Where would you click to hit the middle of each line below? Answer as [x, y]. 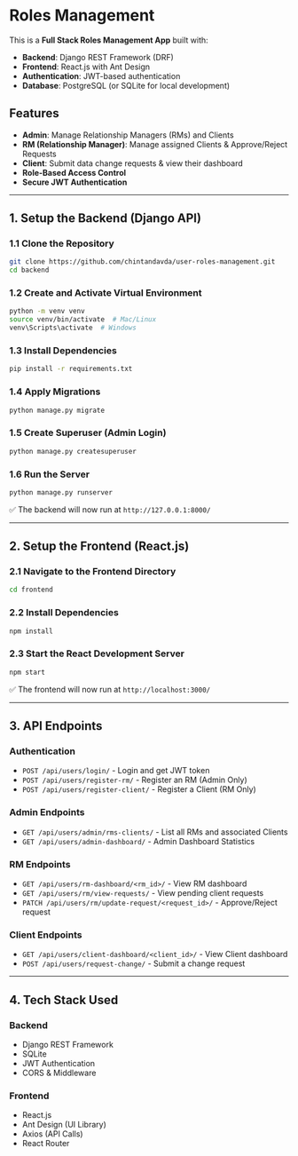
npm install [31, 631]
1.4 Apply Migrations [55, 392]
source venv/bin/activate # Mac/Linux [83, 320]
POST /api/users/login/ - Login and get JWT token [116, 771]
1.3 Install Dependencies [63, 351]
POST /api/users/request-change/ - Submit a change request [133, 963]
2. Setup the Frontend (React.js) [99, 546]
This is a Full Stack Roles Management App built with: [109, 40]
